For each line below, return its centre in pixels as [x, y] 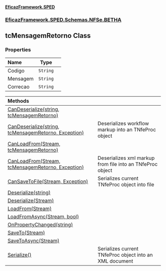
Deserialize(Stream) [31, 201]
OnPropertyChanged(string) [40, 225]
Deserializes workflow [123, 123]
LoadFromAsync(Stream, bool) [43, 217]
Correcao [19, 87]
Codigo [16, 71]
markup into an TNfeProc [127, 130]
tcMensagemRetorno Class [48, 35]
